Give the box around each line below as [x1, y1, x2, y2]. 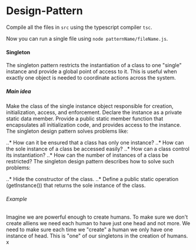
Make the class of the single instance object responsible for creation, [6, 103, 174, 110]
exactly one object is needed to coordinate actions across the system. [6, 74, 177, 81]
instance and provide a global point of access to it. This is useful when [6, 68, 177, 75]
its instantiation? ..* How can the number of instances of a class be [6, 152, 169, 159]
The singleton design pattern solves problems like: [6, 128, 128, 135]
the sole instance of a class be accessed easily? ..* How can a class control [6, 146, 190, 153]
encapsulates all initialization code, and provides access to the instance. [6, 121, 181, 129]
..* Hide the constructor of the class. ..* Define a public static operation [6, 176, 179, 183]
